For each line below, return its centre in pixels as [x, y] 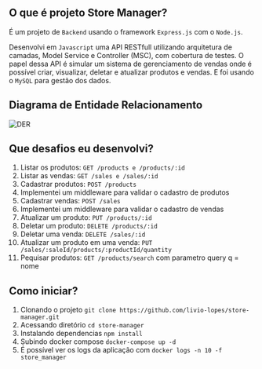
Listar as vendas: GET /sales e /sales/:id [89, 176]
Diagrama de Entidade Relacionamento [106, 105]
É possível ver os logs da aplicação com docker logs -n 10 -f [121, 350]
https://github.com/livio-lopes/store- [185, 311]
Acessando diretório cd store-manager [82, 325]
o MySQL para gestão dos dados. [60, 80]
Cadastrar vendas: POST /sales [70, 201]
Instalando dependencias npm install [82, 334]
